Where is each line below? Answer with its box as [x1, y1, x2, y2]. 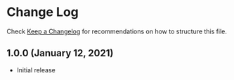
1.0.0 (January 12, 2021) [6, 47, 114, 59]
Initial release [16, 65, 56, 74]
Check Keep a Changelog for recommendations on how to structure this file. [6, 27, 228, 35]
